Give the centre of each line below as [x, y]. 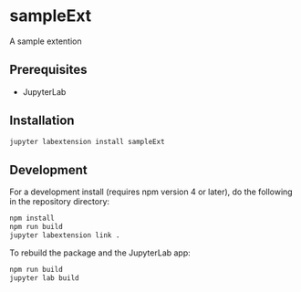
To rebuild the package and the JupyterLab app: [100, 253]
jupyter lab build [44, 278]
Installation [42, 121]
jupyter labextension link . [65, 235]
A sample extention [46, 41]
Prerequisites [48, 70]
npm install [32, 219]
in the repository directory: [60, 202]
